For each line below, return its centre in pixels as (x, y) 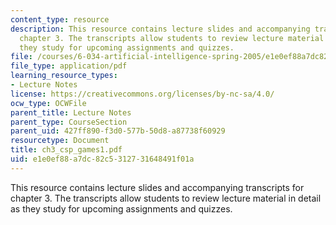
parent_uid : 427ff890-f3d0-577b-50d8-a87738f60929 (118, 131)
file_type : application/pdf (69, 66)
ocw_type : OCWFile (48, 103)
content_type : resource (60, 19)
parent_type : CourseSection (69, 122)
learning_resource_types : (64, 76)
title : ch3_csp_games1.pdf (66, 150)
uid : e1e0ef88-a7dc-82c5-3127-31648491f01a (102, 159)
